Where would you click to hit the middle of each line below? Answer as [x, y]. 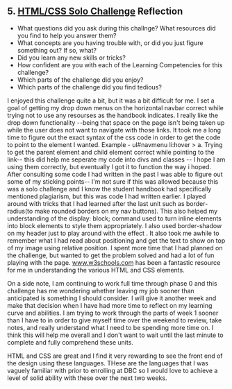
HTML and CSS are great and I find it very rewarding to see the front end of [115, 356]
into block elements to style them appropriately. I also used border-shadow [115, 225]
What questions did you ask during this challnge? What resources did [116, 28]
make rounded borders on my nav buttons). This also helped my [126, 211]
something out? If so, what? [57, 50]
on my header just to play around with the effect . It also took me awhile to [113, 233]
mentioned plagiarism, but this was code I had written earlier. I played [107, 196]
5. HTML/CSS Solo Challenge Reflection [95, 11]
